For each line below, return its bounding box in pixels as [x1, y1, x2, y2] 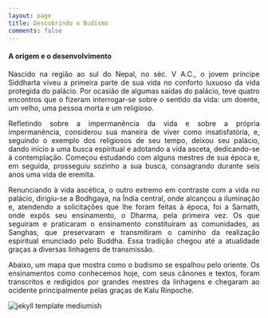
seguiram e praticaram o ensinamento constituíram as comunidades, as [8, 219, 260, 229]
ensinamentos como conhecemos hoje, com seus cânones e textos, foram [8, 268, 260, 278]
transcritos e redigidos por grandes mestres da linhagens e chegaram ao [8, 276, 260, 286]
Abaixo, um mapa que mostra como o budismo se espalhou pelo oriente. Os [8, 260, 260, 269]
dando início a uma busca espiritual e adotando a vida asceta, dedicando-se [8, 144, 260, 153]
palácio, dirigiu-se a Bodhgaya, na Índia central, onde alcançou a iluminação [8, 193, 260, 203]
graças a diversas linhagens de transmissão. [8, 244, 155, 254]
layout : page [8, 11, 52, 20]
